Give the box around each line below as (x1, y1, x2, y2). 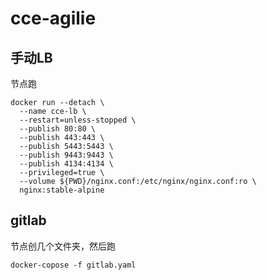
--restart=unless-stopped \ (19, 115, 137, 125)
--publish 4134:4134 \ (19, 159, 114, 169)
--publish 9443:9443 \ (19, 150, 114, 160)
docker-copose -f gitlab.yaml (10, 260, 137, 270)
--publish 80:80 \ (19, 124, 97, 134)
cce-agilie (10, 7, 97, 30)
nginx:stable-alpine (19, 185, 105, 195)
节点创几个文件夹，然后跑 (10, 240, 116, 252)
